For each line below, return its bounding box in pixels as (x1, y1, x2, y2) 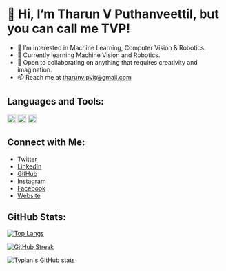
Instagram (17, 177, 46, 185)
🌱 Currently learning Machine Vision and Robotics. (17, 51, 161, 59)
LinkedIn (17, 162, 42, 171)
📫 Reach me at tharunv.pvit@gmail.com (17, 73, 132, 81)
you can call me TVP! (7, 21, 131, 36)
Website (17, 191, 41, 199)
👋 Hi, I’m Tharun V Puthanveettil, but (7, 6, 219, 22)
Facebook (17, 184, 46, 192)
